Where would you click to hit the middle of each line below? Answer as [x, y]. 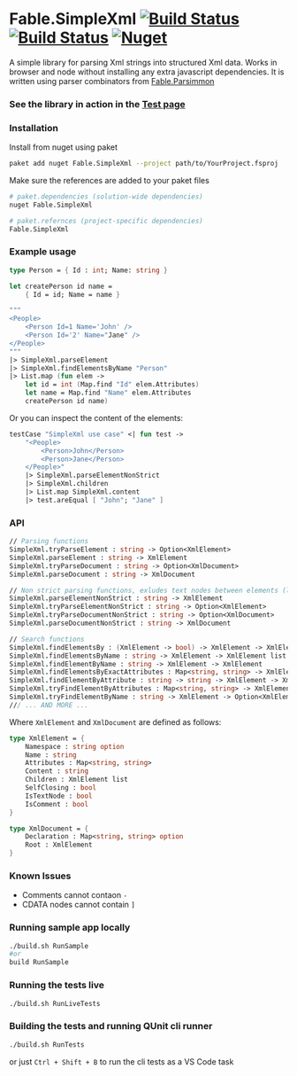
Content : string [57, 771]
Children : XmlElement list [76, 780]
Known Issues [40, 876]
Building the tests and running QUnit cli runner [111, 1026]
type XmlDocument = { [49, 829]
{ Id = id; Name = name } [73, 294]
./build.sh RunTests [47, 1045]
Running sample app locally [70, 928]
